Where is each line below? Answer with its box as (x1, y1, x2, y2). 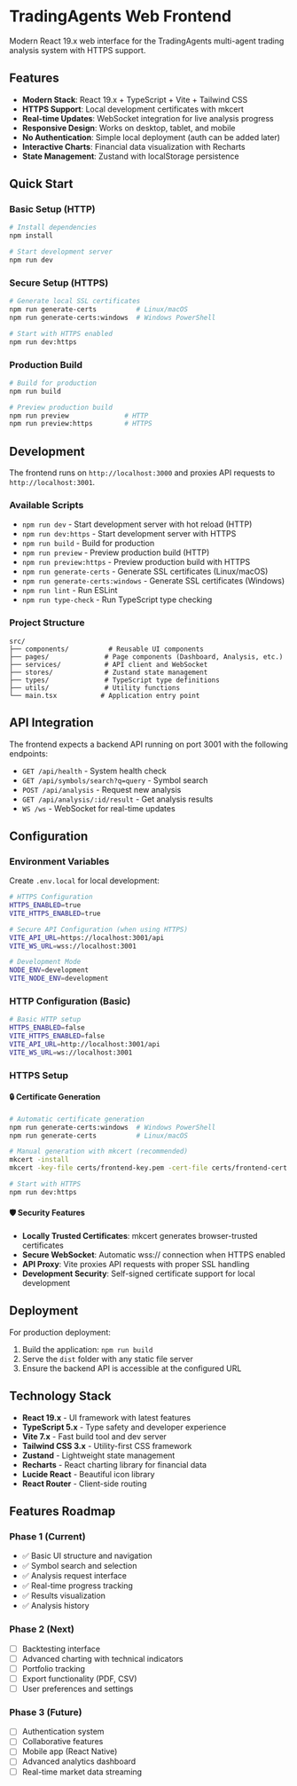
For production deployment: (9, 1327, 111, 1337)
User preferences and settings (21, 1683, 134, 1694)
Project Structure (9, 616, 85, 629)
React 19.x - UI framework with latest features (21, 1412, 191, 1422)
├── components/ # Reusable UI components (9, 645, 204, 654)
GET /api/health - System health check (21, 765, 167, 776)
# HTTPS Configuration (9, 893, 93, 902)
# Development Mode (9, 958, 82, 967)
